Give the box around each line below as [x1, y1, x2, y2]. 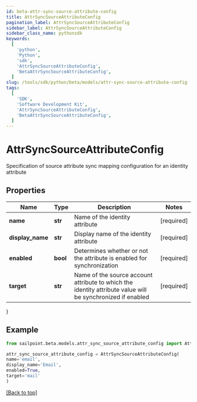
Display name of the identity [74, 229, 151, 238]
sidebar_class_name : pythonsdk [6, 31, 83, 36]
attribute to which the [74, 278, 133, 286]
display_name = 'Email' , [6, 362, 62, 368]
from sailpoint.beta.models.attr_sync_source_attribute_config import [6, 340, 182, 346]
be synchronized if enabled [74, 293, 150, 301]
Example [6, 325, 39, 335]
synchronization [74, 261, 118, 269]
